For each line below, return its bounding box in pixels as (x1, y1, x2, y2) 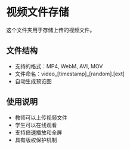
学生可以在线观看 (14, 121, 57, 129)
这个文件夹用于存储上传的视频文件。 (6, 26, 95, 34)
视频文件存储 (6, 5, 70, 19)
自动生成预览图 (14, 77, 52, 84)
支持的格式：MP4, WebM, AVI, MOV (14, 62, 103, 69)
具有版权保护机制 (14, 136, 57, 144)
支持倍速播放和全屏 (14, 129, 63, 136)
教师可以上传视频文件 (14, 114, 67, 121)
